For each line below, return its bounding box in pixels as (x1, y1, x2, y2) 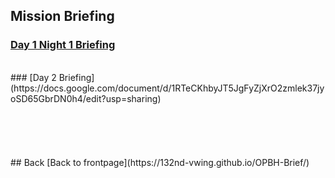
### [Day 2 (10, 71, 57, 83)
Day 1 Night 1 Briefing (10, 38, 116, 52)
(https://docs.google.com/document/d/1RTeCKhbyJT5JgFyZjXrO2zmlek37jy (10, 82, 325, 94)
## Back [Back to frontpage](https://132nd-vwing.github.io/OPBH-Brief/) (10, 156, 310, 168)
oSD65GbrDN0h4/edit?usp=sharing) (10, 92, 162, 104)
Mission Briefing (10, 8, 115, 25)
